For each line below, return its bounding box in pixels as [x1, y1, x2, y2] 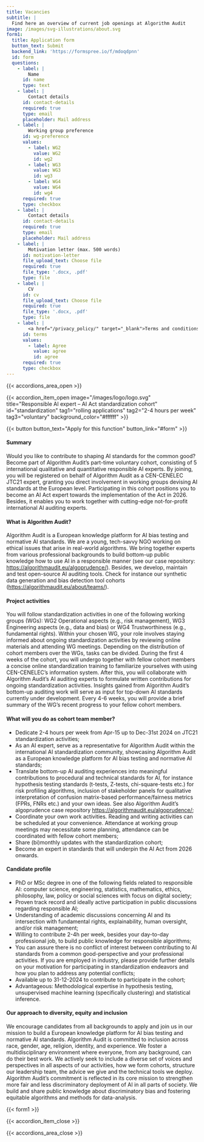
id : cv [22, 291, 39, 298]
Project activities [6, 597, 50, 604]
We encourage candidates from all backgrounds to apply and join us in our [6, 1023, 193, 1030]
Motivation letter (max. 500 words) [28, 246, 121, 252]
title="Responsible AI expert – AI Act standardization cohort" [6, 400, 158, 408]
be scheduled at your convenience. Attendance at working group [15, 819, 178, 826]
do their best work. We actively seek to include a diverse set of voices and [6, 1055, 192, 1062]
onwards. [15, 851, 39, 858]
